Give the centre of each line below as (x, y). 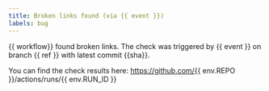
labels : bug (28, 23)
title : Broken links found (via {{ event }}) (86, 16)
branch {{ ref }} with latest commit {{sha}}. (79, 55)
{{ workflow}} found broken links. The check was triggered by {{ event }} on (135, 46)
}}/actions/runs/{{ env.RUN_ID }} (63, 79)
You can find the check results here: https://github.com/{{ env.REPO (122, 70)
